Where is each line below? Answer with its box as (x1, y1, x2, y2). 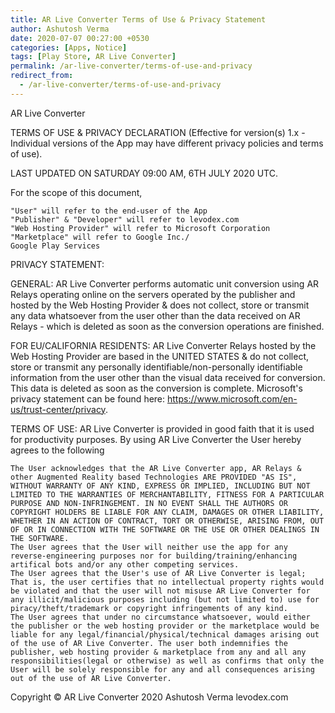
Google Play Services (10, 241, 101, 251)
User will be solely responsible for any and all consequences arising (10, 664, 315, 675)
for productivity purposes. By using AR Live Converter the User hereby (10, 433, 302, 445)
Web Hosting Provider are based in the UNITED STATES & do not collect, (10, 350, 310, 362)
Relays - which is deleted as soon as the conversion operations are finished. (10, 320, 325, 332)
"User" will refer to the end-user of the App (10, 206, 208, 216)
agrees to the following (10, 444, 105, 456)
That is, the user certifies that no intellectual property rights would (10, 577, 325, 587)
